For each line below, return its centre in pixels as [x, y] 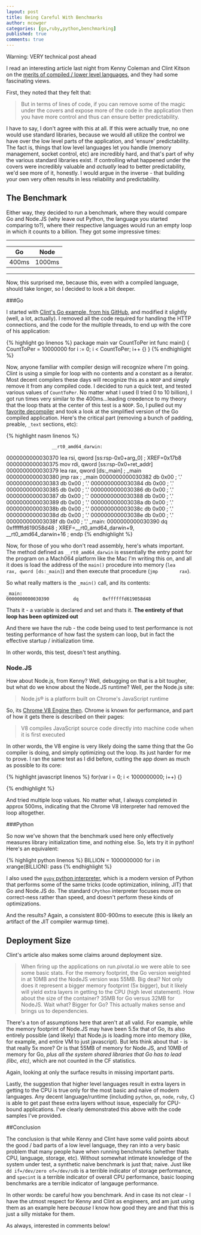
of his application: [28, 331]
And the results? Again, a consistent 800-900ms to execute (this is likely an [99, 915]
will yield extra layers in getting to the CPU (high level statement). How [108, 991]
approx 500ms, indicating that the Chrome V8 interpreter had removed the [98, 807]
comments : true [25, 39]
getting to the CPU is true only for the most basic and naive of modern [93, 1090]
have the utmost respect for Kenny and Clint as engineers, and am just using [100, 1201]
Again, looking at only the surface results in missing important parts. [90, 1072]
